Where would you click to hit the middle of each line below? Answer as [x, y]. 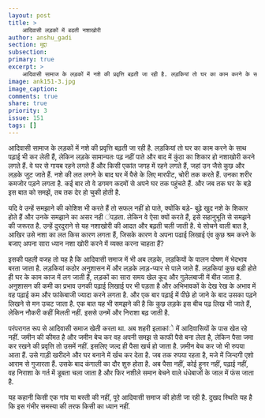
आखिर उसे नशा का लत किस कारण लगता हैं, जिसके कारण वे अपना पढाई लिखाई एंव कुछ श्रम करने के [132, 234]
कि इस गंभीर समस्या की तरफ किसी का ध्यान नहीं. [69, 406]
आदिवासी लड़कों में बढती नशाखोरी [62, 30]
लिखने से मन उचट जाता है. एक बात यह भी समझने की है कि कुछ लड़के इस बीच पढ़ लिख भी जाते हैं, [130, 304]
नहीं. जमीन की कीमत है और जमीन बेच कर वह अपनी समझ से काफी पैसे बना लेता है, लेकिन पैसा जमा [131, 337]
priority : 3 [28, 111]
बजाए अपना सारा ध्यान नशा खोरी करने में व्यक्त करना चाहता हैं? [86, 243]
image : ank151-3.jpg [42, 81]
